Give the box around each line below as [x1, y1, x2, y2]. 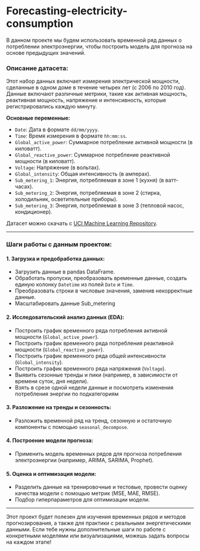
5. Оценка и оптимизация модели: [6, 470, 96, 477]
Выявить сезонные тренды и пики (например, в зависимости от [14, 371, 179, 378]
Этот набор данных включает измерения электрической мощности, [6, 77, 180, 85]
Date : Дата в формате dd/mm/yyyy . [14, 126, 99, 133]
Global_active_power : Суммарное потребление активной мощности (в [14, 139, 193, 146]
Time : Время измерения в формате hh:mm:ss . [14, 132, 127, 139]
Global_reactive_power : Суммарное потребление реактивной [14, 151, 171, 158]
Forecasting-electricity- [6, 4, 128, 18]
